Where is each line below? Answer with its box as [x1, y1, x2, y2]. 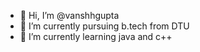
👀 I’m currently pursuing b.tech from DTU [19, 20, 190, 32]
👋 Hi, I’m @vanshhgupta [19, 10, 120, 21]
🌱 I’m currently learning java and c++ [19, 31, 173, 42]
